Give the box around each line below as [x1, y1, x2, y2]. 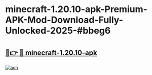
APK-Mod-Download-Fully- [5, 14, 123, 26]
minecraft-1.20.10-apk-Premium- [5, 4, 148, 15]
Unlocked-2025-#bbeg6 [5, 25, 111, 36]
